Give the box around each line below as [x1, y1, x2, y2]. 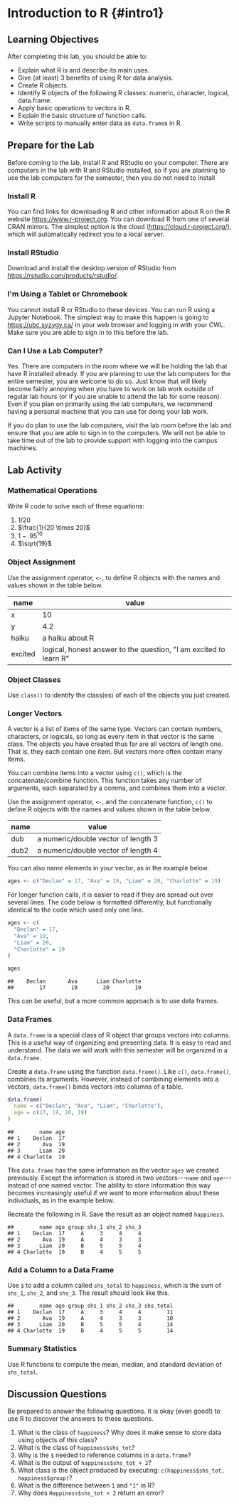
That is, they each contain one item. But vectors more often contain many [7, 747, 223, 756]
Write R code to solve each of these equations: [7, 501, 144, 510]
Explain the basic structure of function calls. [17, 112, 147, 119]
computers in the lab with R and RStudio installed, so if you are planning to [7, 166, 225, 174]
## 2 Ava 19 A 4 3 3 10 [7, 1315, 174, 1322]
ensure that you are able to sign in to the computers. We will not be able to [7, 429, 225, 437]
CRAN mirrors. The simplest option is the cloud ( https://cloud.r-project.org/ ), [7, 223, 232, 231]
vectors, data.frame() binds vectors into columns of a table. [7, 1082, 184, 1091]
